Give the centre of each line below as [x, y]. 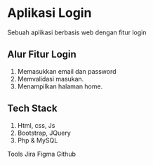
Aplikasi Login [49, 13]
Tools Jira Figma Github [41, 154]
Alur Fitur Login [42, 54]
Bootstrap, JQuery [44, 133]
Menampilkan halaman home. [60, 86]
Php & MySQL [38, 140]
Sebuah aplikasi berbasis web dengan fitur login [77, 32]
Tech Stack [32, 108]
